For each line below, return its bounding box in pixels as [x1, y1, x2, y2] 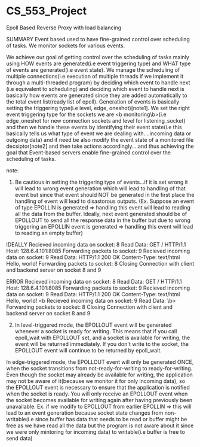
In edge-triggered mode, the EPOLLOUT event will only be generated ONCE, [6, 358, 194, 366]
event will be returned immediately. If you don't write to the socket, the [14, 340, 189, 348]
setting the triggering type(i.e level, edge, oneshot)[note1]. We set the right [6, 104, 190, 111]
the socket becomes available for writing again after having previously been [6, 396, 193, 403]
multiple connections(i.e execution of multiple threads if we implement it [6, 72, 184, 80]
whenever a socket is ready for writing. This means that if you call [14, 327, 177, 335]
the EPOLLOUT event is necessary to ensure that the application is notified [6, 384, 190, 391]
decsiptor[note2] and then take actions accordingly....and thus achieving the [6, 142, 194, 150]
